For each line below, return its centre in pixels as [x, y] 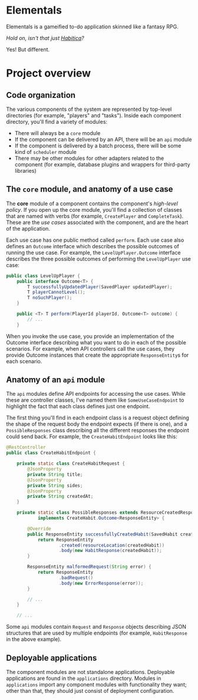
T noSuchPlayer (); [50, 298]
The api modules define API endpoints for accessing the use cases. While [96, 394]
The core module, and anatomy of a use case [90, 189]
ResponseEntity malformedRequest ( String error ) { [89, 567]
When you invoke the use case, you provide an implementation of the [90, 336]
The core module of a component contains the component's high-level [92, 203]
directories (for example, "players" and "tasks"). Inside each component [94, 115]
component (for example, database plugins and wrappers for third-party [102, 164]
